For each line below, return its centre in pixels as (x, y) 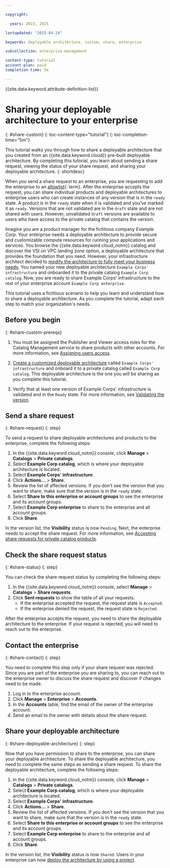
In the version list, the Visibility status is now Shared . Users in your (75, 854)
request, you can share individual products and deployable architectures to (84, 192)
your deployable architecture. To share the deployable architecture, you (80, 759)
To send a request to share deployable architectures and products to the (81, 438)
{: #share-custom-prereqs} (34, 332)
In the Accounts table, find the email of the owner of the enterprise (83, 704)
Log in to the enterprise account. (47, 693)
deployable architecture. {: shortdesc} (45, 171)
